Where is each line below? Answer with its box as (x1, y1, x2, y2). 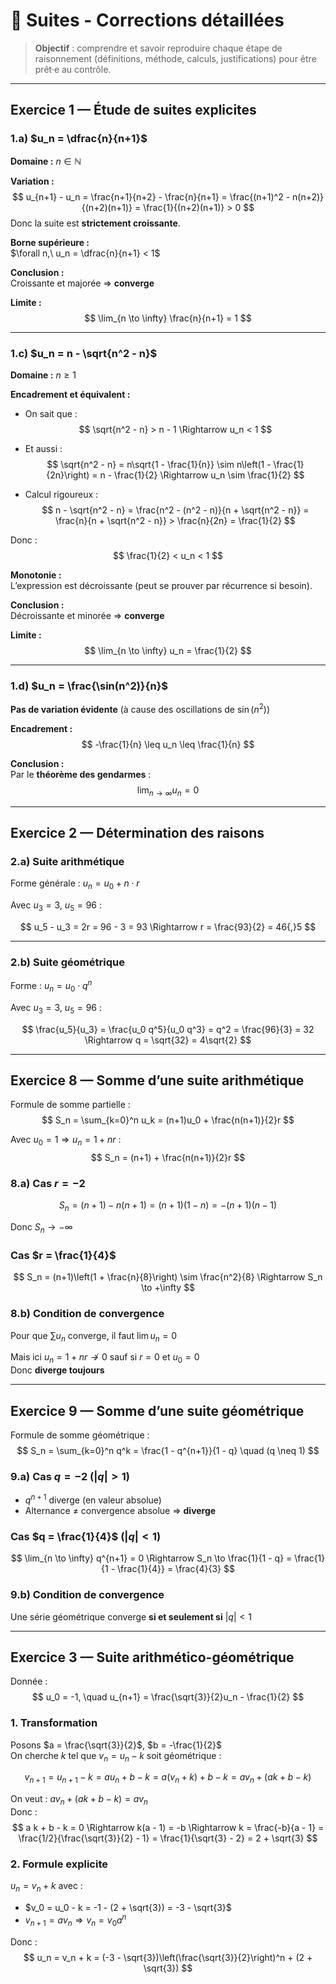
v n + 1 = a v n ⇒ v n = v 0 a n (24, 1912, 127, 1928)
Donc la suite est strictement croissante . (10, 217, 181, 229)
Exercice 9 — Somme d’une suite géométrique (10, 1402, 305, 1419)
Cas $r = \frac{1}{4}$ (10, 1248, 117, 1262)
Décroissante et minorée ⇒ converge (10, 609, 165, 621)
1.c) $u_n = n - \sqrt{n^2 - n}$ (10, 346, 158, 360)
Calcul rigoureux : (24, 488, 99, 500)
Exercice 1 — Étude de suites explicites (10, 102, 257, 119)
